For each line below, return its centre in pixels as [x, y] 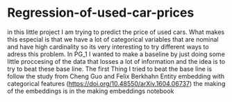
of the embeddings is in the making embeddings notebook [91, 91]
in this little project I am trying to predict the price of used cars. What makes [116, 32]
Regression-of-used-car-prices [101, 13]
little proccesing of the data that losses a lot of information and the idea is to [116, 61]
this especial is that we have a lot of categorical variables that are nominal [113, 39]
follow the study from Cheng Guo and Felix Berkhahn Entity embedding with [116, 76]
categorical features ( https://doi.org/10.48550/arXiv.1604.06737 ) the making [116, 83]
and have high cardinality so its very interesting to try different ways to [108, 46]
